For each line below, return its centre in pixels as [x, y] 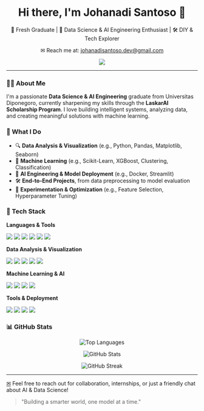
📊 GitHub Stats [29, 327]
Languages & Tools [31, 224]
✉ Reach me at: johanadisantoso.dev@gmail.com [102, 50]
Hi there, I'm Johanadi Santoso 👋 [102, 13]
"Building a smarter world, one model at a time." [81, 402]
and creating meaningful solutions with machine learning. [78, 116]
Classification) [33, 167]
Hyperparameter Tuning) [46, 196]
